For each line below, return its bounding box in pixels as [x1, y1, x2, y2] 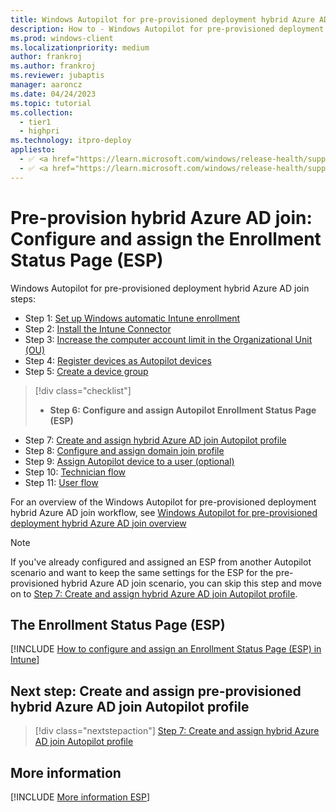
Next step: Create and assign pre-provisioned [10, 682, 302, 700]
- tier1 [19, 117, 52, 127]
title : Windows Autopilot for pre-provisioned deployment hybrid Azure [10, 14, 315, 25]
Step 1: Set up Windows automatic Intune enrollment [24, 312, 241, 324]
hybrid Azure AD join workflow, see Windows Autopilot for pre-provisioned [10, 506, 318, 518]
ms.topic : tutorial [10, 98, 92, 108]
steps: [10, 292, 36, 305]
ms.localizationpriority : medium [10, 42, 150, 53]
